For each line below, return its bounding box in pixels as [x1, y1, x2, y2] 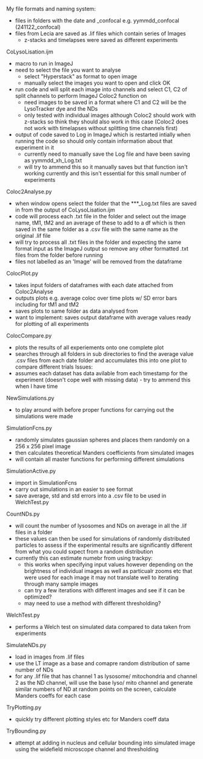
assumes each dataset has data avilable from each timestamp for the [15, 370, 188, 376]
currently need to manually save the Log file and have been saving [24, 150, 190, 158]
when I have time [15, 383, 58, 390]
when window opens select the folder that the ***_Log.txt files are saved [15, 200, 197, 207]
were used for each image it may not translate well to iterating [24, 574, 179, 581]
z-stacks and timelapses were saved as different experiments [24, 36, 178, 43]
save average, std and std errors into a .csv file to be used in [15, 492, 167, 499]
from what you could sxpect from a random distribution [15, 548, 153, 555]
